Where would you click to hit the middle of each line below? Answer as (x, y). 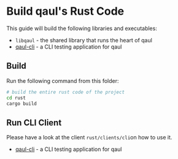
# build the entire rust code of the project (65, 92)
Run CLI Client (34, 122)
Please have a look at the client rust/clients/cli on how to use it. (89, 138)
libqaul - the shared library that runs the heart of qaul (83, 40)
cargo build (21, 103)
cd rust (16, 98)
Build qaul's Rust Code (65, 11)
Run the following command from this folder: (63, 80)
